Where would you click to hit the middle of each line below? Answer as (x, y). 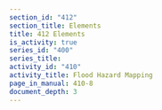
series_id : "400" (41, 51)
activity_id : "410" (45, 67)
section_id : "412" (43, 17)
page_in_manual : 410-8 (51, 83)
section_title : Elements (55, 26)
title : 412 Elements (48, 34)
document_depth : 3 (43, 91)
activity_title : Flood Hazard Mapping (81, 75)
